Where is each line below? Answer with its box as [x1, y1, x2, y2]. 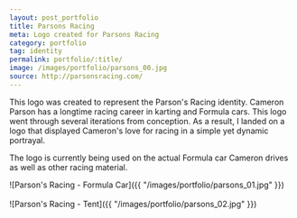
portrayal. [9, 134, 46, 145]
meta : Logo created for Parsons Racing [9, 30, 160, 39]
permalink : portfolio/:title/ [9, 55, 124, 64]
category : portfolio [9, 38, 88, 48]
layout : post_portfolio [9, 13, 99, 23]
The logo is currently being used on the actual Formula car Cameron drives [9, 152, 289, 163]
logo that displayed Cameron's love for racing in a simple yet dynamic [9, 125, 269, 136]
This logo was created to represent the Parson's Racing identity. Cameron [9, 96, 284, 107]
